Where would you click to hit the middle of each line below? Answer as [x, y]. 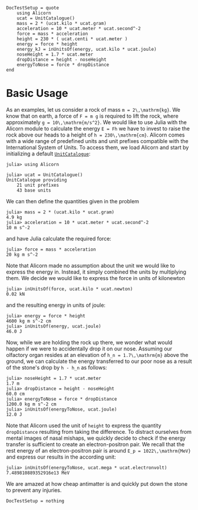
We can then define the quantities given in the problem [73, 201]
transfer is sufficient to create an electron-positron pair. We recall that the [95, 444]
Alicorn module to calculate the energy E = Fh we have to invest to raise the [98, 128]
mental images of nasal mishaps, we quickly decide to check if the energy [96, 438]
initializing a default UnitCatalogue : [48, 154]
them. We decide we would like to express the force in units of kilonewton [96, 278]
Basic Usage [37, 93]
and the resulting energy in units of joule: [56, 305]
